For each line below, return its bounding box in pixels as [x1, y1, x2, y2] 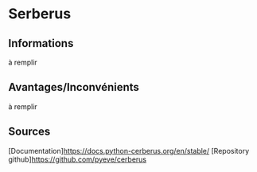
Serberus [8, 5, 72, 23]
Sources [8, 125, 51, 139]
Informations [8, 37, 74, 50]
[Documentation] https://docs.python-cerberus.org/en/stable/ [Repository [8, 146, 250, 155]
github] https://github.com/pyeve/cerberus [8, 154, 147, 164]
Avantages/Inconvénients [8, 80, 139, 94]
